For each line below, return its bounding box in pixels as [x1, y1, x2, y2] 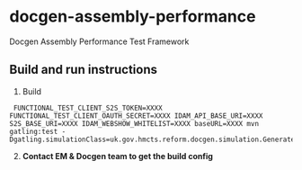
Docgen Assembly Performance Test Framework [9, 36, 190, 47]
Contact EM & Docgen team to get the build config [22, 150, 214, 161]
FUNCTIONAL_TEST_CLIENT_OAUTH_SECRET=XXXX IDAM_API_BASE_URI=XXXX [9, 111, 263, 121]
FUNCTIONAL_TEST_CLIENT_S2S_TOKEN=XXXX [13, 103, 164, 112]
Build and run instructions [9, 62, 158, 77]
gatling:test [9, 127, 58, 136]
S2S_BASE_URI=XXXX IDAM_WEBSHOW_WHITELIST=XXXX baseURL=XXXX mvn [9, 119, 259, 128]
